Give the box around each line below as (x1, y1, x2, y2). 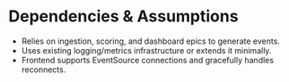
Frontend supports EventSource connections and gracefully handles (21, 54, 275, 65)
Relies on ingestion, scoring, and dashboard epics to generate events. (21, 36, 280, 46)
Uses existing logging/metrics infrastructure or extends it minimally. (21, 45, 272, 55)
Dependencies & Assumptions (8, 6, 239, 27)
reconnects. (21, 64, 66, 75)
